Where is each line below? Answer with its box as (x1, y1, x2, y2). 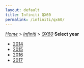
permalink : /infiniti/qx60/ (5, 17, 65, 22)
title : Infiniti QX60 (5, 12, 51, 17)
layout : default (5, 7, 40, 13)
